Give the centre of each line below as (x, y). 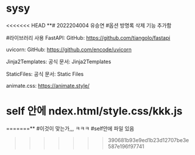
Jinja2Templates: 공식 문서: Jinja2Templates (59, 61)
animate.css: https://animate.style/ (48, 85)
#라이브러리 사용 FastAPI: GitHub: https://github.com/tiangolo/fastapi (88, 37)
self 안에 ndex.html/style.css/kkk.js (94, 111)
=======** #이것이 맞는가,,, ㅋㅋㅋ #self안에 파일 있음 (70, 128)
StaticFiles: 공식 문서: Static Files (45, 74)
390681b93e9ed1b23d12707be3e (148, 140)
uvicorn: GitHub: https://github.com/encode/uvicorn (69, 49)
